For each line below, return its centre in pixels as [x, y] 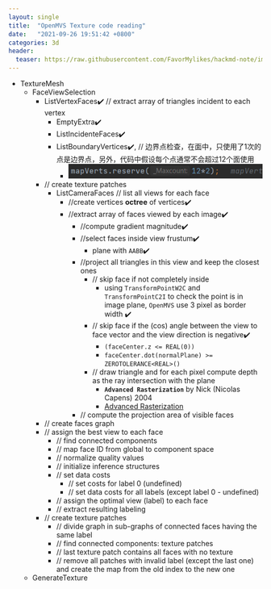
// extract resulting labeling [101, 509]
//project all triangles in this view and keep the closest [170, 262]
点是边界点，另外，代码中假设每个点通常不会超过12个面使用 [155, 159]
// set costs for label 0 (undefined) [125, 483]
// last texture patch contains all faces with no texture [145, 552]
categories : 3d [34, 43]
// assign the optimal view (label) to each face [132, 501]
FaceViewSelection [64, 92]
